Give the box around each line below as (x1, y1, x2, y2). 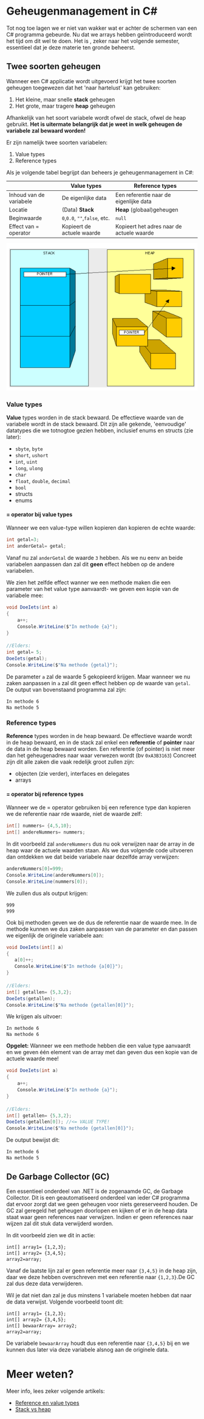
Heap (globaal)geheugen (115, 205, 178, 213)
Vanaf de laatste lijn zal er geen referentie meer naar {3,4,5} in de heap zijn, (6, 1267, 197, 1274)
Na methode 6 (6, 1032, 39, 1038)
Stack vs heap (15, 1406, 52, 1413)
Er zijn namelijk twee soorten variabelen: (6, 139, 108, 146)
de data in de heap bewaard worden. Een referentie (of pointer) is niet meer (6, 745, 195, 753)
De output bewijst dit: (6, 1136, 60, 1144)
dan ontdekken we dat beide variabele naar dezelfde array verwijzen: (6, 853, 180, 861)
